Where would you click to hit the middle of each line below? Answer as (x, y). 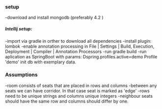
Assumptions (21, 75)
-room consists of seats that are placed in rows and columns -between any (81, 85)
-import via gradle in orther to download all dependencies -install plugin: (78, 41)
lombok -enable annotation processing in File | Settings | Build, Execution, (80, 46)
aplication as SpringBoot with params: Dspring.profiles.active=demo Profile (81, 57)
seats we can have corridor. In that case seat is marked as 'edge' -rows (77, 91)
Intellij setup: (19, 28)
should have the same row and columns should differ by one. (67, 101)
